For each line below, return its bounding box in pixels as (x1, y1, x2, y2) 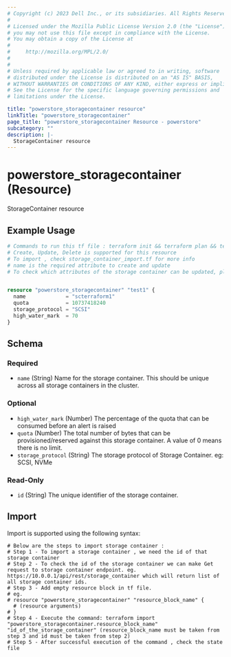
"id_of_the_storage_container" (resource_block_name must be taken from (7, 627, 220, 634)
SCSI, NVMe (16, 458, 53, 466)
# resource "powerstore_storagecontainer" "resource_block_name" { (7, 596, 205, 603)
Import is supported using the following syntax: (7, 529, 141, 537)
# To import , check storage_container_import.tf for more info (7, 255, 195, 262)
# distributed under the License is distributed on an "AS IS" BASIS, (7, 74, 214, 81)
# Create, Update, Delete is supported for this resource (7, 249, 177, 256)
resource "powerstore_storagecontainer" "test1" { (7, 287, 155, 294)
